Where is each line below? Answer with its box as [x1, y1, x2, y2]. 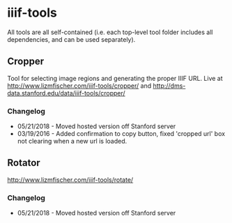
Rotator [7, 157, 40, 169]
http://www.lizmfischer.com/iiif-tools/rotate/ [7, 176, 134, 184]
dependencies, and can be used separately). [7, 35, 136, 43]
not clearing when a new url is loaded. [17, 137, 127, 146]
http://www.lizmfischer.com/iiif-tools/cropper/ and [7, 82, 152, 90]
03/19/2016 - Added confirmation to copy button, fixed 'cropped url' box [17, 130, 225, 138]
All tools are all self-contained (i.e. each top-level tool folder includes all [7, 28, 213, 36]
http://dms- [153, 82, 186, 90]
